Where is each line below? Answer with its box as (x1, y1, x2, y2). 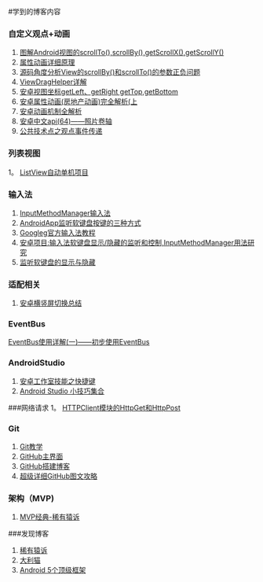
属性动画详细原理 (19, 57, 75, 67)
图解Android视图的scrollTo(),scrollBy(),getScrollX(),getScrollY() (19, 48, 225, 57)
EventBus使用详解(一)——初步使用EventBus (8, 337, 150, 347)
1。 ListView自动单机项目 (8, 168, 89, 177)
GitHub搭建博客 (19, 462, 71, 471)
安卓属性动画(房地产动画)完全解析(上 (19, 97, 138, 106)
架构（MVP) (8, 493, 55, 503)
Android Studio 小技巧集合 (19, 386, 104, 396)
